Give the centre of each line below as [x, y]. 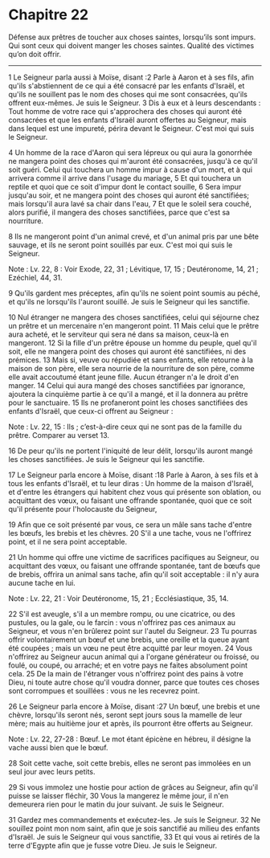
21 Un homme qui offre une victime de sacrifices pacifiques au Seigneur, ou [134, 557]
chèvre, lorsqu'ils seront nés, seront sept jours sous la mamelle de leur [125, 715]
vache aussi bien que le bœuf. [58, 747]
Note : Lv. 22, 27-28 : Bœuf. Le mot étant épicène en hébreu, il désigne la [130, 739]
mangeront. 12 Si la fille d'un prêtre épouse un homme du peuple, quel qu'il [133, 342]
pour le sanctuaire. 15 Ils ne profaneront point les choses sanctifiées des [128, 402]
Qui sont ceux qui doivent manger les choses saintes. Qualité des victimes [131, 45]
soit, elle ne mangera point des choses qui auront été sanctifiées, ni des [127, 351]
